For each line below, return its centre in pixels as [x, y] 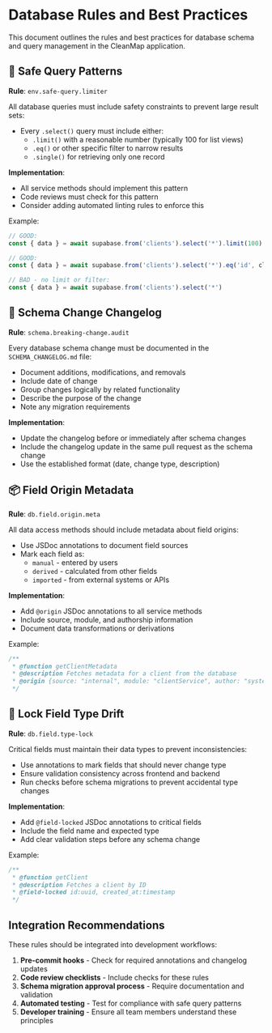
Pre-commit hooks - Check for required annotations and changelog [134, 960]
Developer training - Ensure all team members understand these [128, 1012]
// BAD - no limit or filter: [59, 280]
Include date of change [59, 380]
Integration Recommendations [87, 925]
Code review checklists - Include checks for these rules [114, 978]
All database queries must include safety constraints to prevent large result [134, 106]
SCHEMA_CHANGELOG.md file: [50, 356]
